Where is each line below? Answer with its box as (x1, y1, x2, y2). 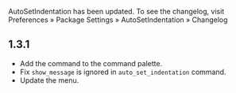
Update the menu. (19, 75, 79, 85)
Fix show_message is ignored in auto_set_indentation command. (19, 67, 226, 76)
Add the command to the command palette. (19, 58, 163, 68)
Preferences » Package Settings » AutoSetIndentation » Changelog (8, 15, 228, 24)
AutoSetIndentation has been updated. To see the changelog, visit (8, 7, 225, 16)
